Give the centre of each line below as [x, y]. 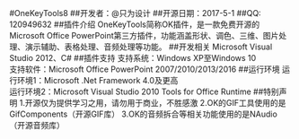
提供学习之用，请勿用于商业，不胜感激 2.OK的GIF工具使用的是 [171, 103]
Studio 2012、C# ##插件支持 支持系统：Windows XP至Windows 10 [133, 58]
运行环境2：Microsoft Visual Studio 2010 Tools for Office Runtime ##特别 [145, 91]
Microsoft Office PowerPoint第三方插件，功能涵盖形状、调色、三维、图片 [144, 35]
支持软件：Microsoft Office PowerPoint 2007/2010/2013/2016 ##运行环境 [145, 69]
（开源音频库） [37, 125]
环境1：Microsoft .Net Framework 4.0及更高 [97, 80]
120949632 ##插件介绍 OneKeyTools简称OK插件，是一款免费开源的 [135, 24]
